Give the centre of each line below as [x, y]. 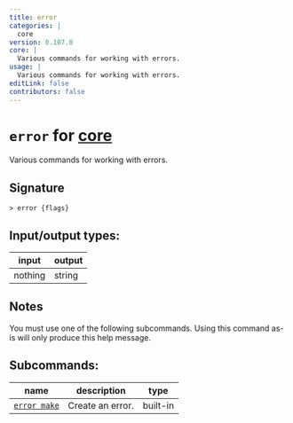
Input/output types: [65, 235]
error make [36, 405]
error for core [61, 135]
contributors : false [48, 91]
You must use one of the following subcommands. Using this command [139, 328]
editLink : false [39, 83]
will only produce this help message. [84, 337]
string [66, 276]
